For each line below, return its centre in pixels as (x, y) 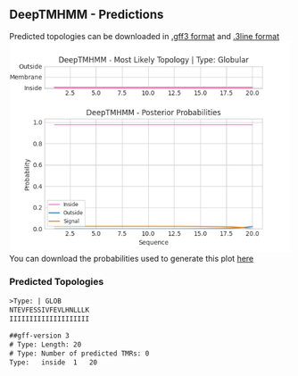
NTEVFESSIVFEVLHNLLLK (50, 310)
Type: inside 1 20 (54, 363)
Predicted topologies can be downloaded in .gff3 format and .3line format (145, 36)
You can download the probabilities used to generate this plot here (132, 258)
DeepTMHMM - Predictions (87, 15)
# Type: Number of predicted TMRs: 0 (79, 354)
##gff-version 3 (39, 336)
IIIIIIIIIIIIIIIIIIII (50, 319)
